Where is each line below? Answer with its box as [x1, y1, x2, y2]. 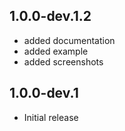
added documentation [23, 34, 116, 46]
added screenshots [23, 55, 104, 68]
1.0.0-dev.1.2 [9, 8, 92, 25]
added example [23, 45, 89, 57]
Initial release [23, 111, 79, 123]
